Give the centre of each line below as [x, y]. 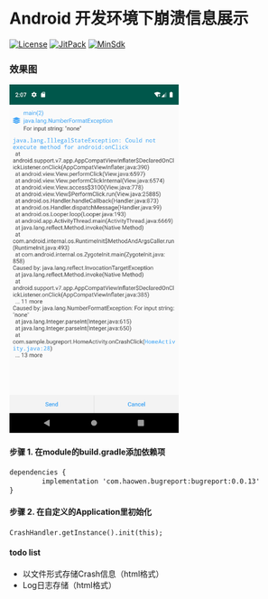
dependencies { [38, 473]
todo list [25, 553]
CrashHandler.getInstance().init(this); [87, 533]
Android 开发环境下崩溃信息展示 [129, 19]
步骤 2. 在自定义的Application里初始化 [81, 511]
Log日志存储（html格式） [69, 585]
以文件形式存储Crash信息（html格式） [93, 574]
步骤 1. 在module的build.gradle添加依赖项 [88, 452]
